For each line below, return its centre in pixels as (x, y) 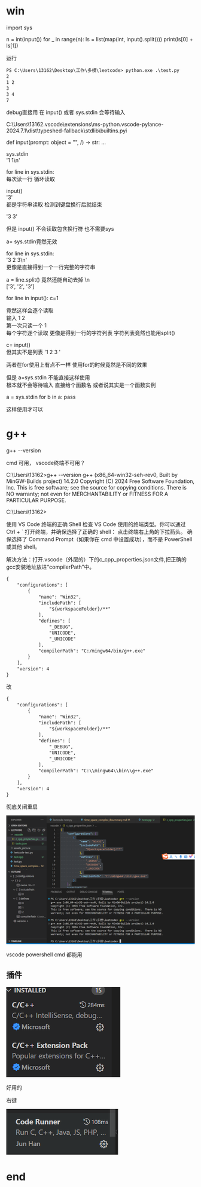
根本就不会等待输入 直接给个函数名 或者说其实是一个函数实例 (81, 385)
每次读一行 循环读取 (31, 179)
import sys (19, 28)
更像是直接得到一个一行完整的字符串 (51, 267)
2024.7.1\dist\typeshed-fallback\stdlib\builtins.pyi (67, 131)
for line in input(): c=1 (32, 298)
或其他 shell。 (23, 546)
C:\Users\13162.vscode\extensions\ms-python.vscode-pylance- (85, 124)
